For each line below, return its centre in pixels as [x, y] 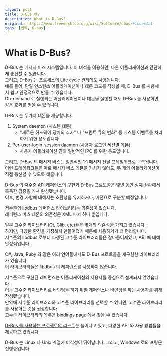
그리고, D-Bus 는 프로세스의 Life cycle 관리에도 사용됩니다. [63, 80]
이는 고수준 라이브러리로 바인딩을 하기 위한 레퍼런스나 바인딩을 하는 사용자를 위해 [84, 290]
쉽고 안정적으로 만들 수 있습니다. [42, 92]
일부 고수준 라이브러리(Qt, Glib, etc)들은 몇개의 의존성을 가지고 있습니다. [76, 225]
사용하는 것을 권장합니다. [34, 309]
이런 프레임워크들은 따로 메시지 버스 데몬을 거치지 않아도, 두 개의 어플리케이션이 [82, 168]
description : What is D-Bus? [35, 19]
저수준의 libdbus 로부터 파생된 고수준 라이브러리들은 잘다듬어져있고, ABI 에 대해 [83, 237]
